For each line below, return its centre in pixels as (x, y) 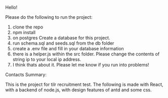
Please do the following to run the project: (49, 17)
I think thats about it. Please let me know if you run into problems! (81, 65)
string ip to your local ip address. (47, 59)
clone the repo (28, 27)
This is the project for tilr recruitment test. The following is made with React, (84, 84)
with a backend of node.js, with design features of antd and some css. (78, 90)
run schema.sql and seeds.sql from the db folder (63, 43)
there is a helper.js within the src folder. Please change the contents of (86, 54)
